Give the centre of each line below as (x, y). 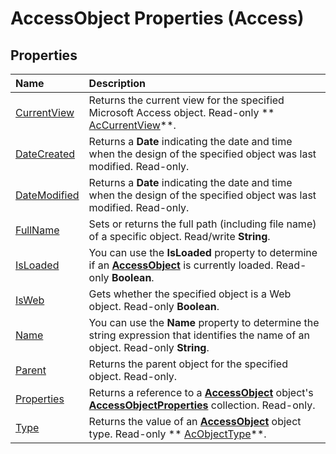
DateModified (47, 195)
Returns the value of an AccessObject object (195, 421)
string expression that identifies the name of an (199, 335)
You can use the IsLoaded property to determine (203, 252)
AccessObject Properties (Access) (157, 18)
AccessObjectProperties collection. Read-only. (202, 405)
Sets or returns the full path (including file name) (202, 224)
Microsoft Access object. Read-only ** (181, 112)
